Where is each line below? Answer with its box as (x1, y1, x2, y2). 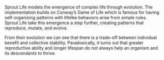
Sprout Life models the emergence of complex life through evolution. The (4, 4, 153, 10)
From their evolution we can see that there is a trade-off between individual (4, 34, 157, 40)
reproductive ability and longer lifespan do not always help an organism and (4, 45, 158, 51)
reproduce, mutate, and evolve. (4, 25, 68, 31)
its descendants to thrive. (4, 50, 56, 56)
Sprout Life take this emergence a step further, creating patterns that (4, 20, 144, 26)
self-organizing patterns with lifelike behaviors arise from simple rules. (4, 15, 147, 20)
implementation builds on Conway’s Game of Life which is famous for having (4, 9, 160, 15)
